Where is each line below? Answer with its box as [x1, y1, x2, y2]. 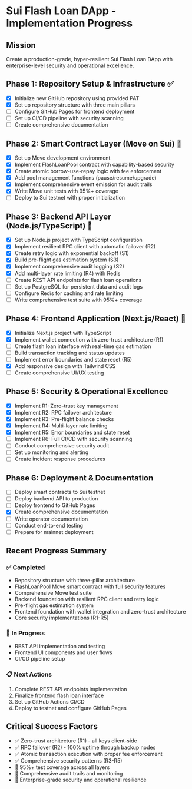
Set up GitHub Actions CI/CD [14, 698, 85, 705]
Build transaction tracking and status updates [14, 349, 125, 356]
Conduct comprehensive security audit [14, 442, 110, 449]
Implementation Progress [6, 16, 133, 30]
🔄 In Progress [6, 629, 45, 637]
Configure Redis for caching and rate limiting [14, 290, 124, 297]
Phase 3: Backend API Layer [6, 211, 111, 221]
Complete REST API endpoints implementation [14, 685, 127, 692]
